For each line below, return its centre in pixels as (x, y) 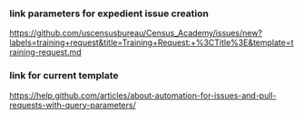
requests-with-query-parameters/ (73, 105)
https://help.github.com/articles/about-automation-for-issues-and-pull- (143, 95)
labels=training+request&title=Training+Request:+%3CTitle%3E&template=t (151, 42)
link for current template (64, 76)
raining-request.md (45, 52)
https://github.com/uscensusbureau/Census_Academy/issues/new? (136, 33)
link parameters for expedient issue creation (109, 14)
